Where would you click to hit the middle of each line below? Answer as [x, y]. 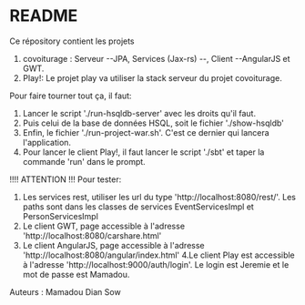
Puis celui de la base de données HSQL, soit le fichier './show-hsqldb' [153, 123]
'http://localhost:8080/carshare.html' [92, 235]
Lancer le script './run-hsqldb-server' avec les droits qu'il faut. [139, 113]
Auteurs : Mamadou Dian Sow [65, 291]
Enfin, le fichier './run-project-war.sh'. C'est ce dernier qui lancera [146, 132]
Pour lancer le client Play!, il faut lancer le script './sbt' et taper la [143, 152]
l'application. [46, 142]
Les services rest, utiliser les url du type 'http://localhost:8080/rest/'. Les [159, 197]
